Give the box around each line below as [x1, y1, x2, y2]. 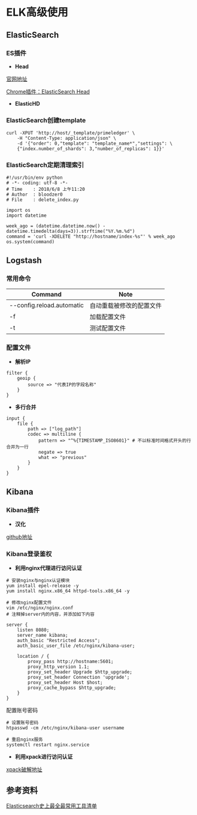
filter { [6, 370, 28, 376]
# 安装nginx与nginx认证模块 [6, 577, 70, 584]
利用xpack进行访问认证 [14, 753, 73, 760]
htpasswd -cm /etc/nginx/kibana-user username [6, 725, 125, 731]
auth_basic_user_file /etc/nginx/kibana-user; [17, 643, 135, 649]
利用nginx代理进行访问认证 [14, 565, 82, 572]
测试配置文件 [89, 324, 126, 332]
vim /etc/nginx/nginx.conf [6, 605, 74, 611]
